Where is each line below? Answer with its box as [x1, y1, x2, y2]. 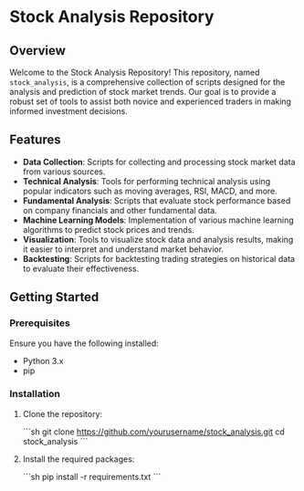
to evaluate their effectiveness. [22, 263, 140, 274]
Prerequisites [9, 317, 70, 329]
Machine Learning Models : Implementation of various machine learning [22, 214, 294, 225]
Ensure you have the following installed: [9, 338, 160, 349]
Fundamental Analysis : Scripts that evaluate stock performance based [22, 194, 291, 206]
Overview [9, 43, 67, 58]
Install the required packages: [22, 454, 135, 465]
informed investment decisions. [9, 106, 128, 116]
